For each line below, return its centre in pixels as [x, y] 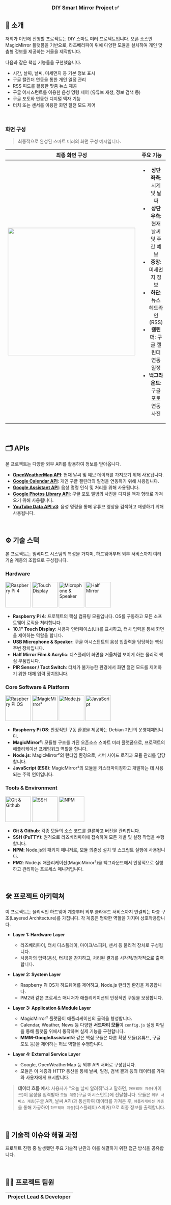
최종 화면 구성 [72, 156]
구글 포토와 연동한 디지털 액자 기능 [47, 98]
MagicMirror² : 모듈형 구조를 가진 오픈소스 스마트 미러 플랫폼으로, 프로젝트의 [89, 742]
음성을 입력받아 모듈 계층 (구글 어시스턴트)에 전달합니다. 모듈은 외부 [94, 1095]
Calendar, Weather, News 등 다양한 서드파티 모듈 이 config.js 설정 [88, 1025]
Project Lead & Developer [39, 1196]
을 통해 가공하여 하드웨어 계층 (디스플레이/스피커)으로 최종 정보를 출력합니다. [92, 1108]
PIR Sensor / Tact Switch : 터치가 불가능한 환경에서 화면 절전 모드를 [80, 667]
